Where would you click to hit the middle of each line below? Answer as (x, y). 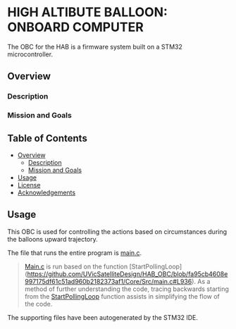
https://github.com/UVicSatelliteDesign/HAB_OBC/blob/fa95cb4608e (128, 274)
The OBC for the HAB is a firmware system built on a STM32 (95, 46)
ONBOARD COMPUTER (76, 27)
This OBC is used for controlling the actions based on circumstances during (117, 231)
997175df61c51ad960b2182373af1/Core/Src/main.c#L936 (108, 281)
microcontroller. (30, 54)
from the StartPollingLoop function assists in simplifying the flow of (122, 296)
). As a (201, 281)
